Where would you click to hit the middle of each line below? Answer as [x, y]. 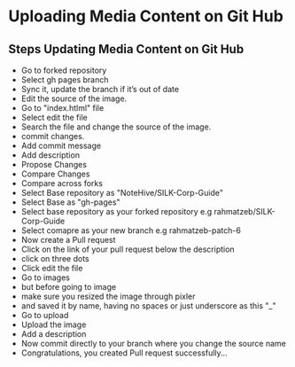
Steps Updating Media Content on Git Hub [126, 49]
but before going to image [69, 287]
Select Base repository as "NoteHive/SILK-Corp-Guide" [122, 193]
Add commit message [61, 145]
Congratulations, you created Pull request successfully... [124, 353]
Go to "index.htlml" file [62, 108]
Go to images [46, 277]
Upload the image [54, 324]
